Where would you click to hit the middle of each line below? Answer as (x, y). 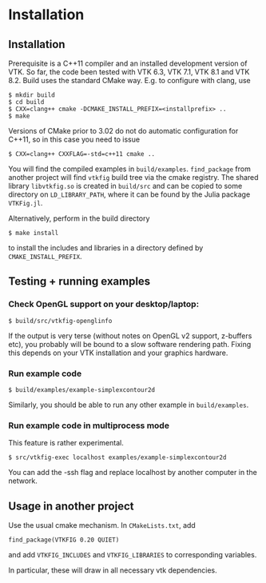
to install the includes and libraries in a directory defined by (106, 248)
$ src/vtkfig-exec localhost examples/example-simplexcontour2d (117, 457)
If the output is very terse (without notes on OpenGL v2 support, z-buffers (130, 335)
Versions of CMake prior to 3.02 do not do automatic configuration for (123, 131)
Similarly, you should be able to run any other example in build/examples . (129, 405)
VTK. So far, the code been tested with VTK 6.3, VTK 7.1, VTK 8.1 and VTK (129, 72)
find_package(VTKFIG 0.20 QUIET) (64, 540)
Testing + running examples (79, 282)
